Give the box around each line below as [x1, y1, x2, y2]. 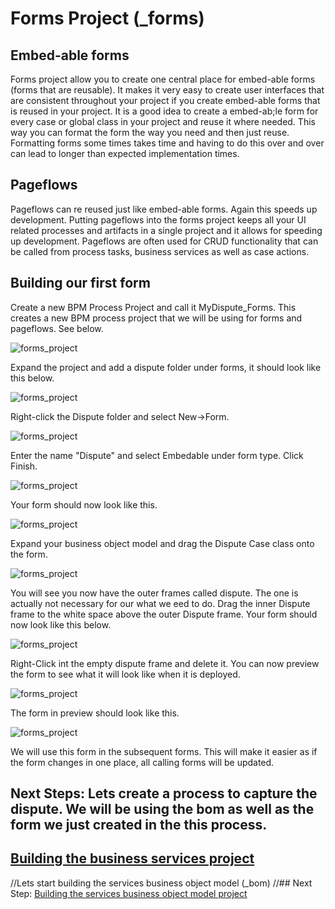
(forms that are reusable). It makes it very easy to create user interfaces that [10, 84, 325, 96]
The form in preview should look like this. [10, 707, 180, 719]
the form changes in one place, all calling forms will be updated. [10, 756, 275, 768]
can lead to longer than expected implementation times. [10, 148, 240, 159]
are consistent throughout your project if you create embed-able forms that [10, 95, 321, 106]
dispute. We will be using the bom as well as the [10, 801, 315, 818]
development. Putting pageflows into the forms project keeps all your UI [10, 213, 307, 226]
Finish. [10, 460, 38, 472]
